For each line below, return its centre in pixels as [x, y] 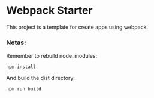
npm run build [24, 89]
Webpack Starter [49, 11]
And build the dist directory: [40, 78]
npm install [21, 67]
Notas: [16, 43]
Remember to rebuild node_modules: [52, 56]
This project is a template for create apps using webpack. [77, 27]
